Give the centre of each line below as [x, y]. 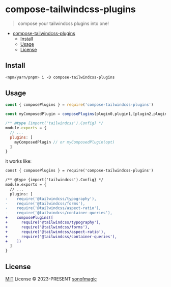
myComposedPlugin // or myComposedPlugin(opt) [65, 142]
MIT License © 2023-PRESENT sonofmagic [51, 279]
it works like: [19, 161]
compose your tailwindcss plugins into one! [63, 23]
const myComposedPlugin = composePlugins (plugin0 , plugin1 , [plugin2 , [79, 114]
